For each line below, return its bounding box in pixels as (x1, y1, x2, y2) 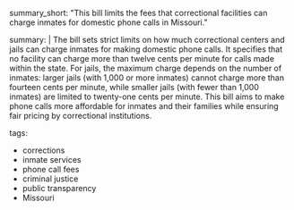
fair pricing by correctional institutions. (9, 111, 152, 121)
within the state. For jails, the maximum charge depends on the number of (9, 63, 282, 73)
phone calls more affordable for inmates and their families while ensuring (9, 101, 280, 111)
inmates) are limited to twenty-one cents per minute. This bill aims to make (9, 91, 285, 102)
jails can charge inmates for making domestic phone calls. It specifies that (9, 44, 283, 55)
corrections (22, 145, 65, 155)
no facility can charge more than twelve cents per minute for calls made (9, 54, 275, 63)
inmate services (22, 155, 82, 164)
